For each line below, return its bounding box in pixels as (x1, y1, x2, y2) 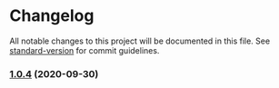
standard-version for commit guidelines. (9, 44, 160, 55)
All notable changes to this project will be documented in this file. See (9, 35, 271, 46)
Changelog (9, 5, 95, 26)
